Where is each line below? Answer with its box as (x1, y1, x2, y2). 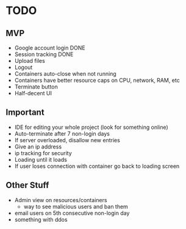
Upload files (14, 57, 45, 64)
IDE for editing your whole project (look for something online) (14, 123, 168, 131)
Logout (14, 64, 33, 71)
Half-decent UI (14, 90, 52, 96)
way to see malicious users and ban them (23, 203, 129, 210)
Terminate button (14, 83, 59, 90)
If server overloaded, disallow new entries (14, 136, 120, 144)
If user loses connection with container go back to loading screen (14, 162, 180, 170)
